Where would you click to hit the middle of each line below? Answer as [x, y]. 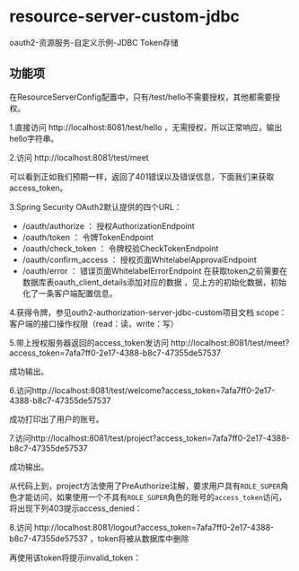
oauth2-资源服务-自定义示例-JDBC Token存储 [94, 42]
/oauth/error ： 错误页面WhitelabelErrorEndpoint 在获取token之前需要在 [154, 270]
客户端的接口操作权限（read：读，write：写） [94, 323]
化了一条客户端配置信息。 [70, 293]
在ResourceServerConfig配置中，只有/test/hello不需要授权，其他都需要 [141, 97]
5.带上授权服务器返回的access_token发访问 [89, 342]
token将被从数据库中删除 [143, 538]
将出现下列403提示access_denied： [76, 508]
